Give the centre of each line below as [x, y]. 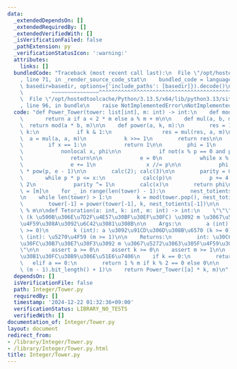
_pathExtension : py [42, 47]
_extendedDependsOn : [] [48, 20]
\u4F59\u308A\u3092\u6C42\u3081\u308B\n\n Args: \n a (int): [126, 224]
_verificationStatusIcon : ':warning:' [71, 54]
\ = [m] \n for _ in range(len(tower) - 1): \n [93, 191]
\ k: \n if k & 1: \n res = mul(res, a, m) [123, 132]
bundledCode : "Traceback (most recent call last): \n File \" [107, 73]
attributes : [31, 60]
